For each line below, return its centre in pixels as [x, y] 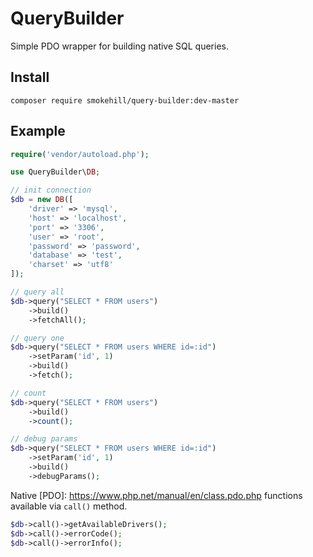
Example [38, 131]
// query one [37, 338]
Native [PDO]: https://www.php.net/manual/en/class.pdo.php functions [156, 495]
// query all [37, 292]
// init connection [51, 190]
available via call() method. [69, 506]
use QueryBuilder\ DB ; [55, 172]
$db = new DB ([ [42, 200]
